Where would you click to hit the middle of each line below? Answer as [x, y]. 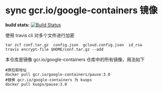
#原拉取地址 [16, 70]
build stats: [17, 25]
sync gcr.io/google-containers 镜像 [81, 10]
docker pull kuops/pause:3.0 [36, 84]
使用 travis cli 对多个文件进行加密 [40, 35]
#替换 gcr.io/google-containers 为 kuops [49, 80]
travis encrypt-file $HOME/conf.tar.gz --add [54, 49]
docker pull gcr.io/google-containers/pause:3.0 [58, 74]
